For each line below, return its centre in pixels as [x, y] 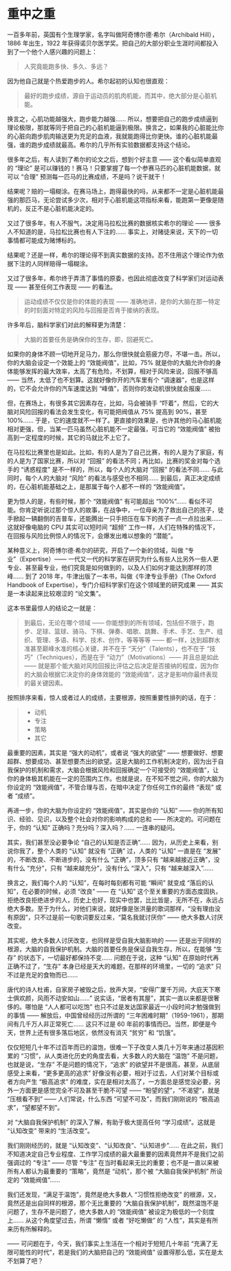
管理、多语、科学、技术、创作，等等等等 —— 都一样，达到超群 [125, 640]
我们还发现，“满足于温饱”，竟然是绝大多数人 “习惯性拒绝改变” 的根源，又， [113, 1194]
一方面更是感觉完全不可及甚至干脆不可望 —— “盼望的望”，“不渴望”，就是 [116, 1090]
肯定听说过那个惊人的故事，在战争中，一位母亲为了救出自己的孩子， [121, 510]
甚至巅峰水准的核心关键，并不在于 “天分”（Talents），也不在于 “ [120, 648]
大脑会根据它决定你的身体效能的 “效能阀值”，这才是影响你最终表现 [124, 674]
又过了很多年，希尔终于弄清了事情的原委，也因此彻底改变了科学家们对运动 [112, 278]
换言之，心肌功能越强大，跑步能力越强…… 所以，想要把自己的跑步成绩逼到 [113, 118]
